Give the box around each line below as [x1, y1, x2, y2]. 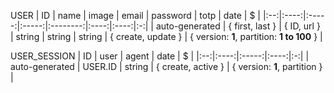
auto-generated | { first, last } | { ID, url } [155, 20, 321, 32]
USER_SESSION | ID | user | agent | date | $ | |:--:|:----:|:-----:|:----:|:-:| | [10, 50, 310, 62]
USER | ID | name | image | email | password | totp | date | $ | [10, 10, 261, 21]
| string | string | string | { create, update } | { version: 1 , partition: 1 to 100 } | [10, 31, 323, 42]
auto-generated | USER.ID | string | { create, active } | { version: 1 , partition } [10, 61, 323, 72]
